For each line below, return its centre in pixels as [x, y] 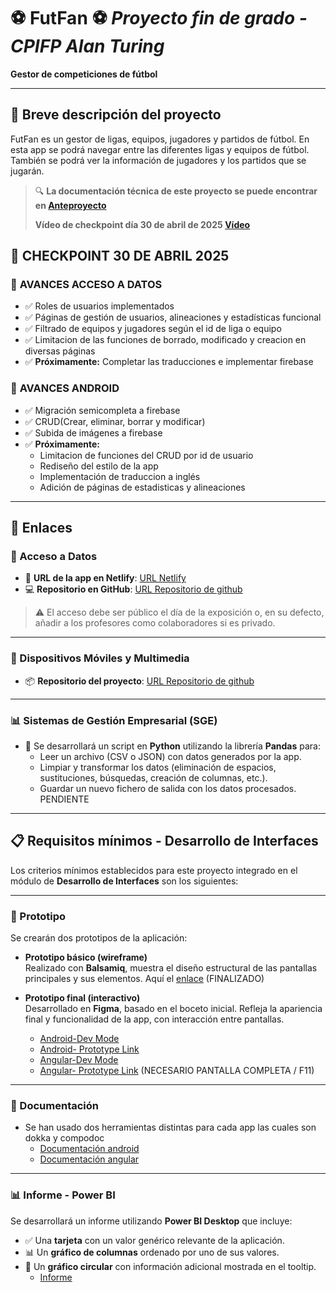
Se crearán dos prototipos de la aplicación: [99, 938]
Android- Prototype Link [89, 1049]
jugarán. [27, 171]
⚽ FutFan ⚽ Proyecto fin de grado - [159, 18]
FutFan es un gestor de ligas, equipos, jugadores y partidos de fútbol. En [160, 139]
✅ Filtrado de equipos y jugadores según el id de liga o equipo [153, 329]
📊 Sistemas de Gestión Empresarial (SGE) [114, 720]
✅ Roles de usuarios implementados [99, 306]
